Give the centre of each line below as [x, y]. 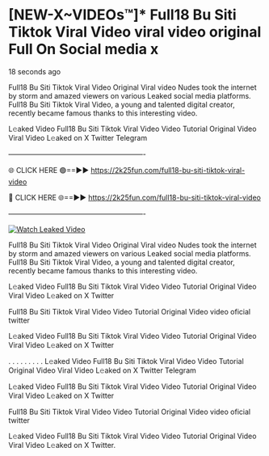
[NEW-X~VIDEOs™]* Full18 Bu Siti [122, 15]
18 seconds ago [35, 71]
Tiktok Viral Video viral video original [135, 32]
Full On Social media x [84, 49]
